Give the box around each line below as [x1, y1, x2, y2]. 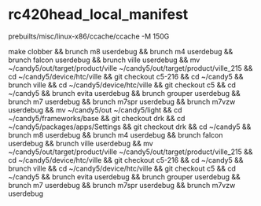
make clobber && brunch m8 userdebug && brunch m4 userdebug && [8, 46, 233, 56]
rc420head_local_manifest [8, 6, 189, 24]
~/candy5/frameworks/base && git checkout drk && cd [8, 113, 186, 123]
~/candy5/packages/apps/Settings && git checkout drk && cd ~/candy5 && [8, 122, 252, 131]
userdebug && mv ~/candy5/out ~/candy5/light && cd [8, 105, 182, 115]
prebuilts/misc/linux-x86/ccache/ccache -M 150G [8, 31, 170, 41]
